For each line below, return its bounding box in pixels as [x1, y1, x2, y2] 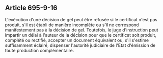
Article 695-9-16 [5, 4, 57, 12]
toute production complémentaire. [5, 47, 74, 53]
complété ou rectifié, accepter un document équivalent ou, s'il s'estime [5, 37, 149, 43]
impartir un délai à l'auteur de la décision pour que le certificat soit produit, [5, 32, 156, 38]
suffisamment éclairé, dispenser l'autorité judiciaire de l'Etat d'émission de [5, 42, 156, 48]
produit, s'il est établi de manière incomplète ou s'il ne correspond [5, 22, 139, 28]
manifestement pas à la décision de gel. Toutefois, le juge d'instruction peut [5, 27, 159, 33]
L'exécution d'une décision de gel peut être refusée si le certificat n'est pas [5, 16, 158, 22]
